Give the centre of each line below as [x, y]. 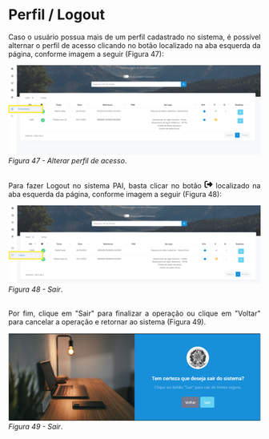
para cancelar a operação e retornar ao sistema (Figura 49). [107, 322]
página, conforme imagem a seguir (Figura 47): [86, 54]
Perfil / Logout [57, 15]
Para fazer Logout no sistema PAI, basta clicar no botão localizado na [134, 185]
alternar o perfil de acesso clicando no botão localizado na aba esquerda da [134, 45]
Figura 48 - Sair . [36, 289]
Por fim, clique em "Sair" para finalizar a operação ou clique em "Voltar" [134, 313]
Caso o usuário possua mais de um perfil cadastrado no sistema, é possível [134, 37]
